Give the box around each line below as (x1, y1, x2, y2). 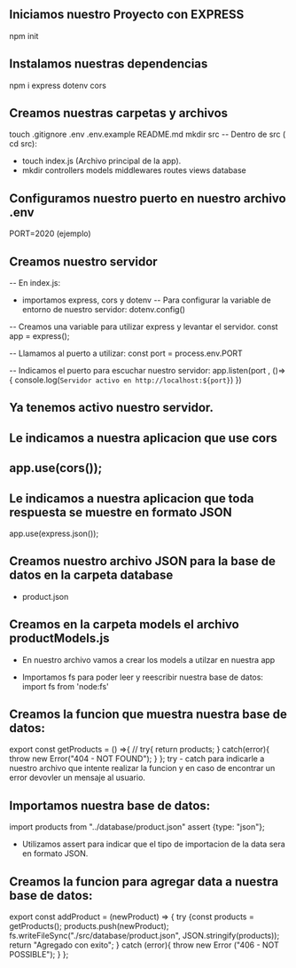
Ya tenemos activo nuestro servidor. (9, 400, 214, 415)
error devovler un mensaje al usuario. (9, 772, 146, 783)
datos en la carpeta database (9, 568, 174, 583)
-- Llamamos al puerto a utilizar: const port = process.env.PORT (9, 348, 244, 358)
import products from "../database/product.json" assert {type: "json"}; (9, 822, 265, 832)
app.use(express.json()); (9, 528, 99, 539)
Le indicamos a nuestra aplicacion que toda (9, 491, 254, 506)
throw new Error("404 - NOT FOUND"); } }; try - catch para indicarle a (9, 753, 265, 764)
